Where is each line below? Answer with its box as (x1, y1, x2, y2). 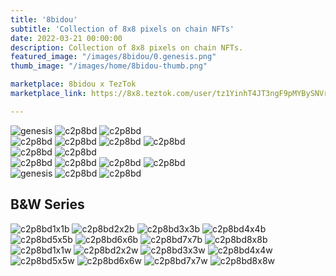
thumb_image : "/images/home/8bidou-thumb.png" (10, 61, 208, 71)
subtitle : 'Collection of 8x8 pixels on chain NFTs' (10, 24, 235, 34)
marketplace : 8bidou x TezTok (10, 79, 137, 90)
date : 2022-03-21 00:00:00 (10, 33, 123, 43)
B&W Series (10, 196, 85, 213)
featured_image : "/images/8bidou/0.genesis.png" (10, 52, 217, 62)
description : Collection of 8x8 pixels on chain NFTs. (10, 42, 244, 53)
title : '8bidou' (10, 14, 78, 25)
